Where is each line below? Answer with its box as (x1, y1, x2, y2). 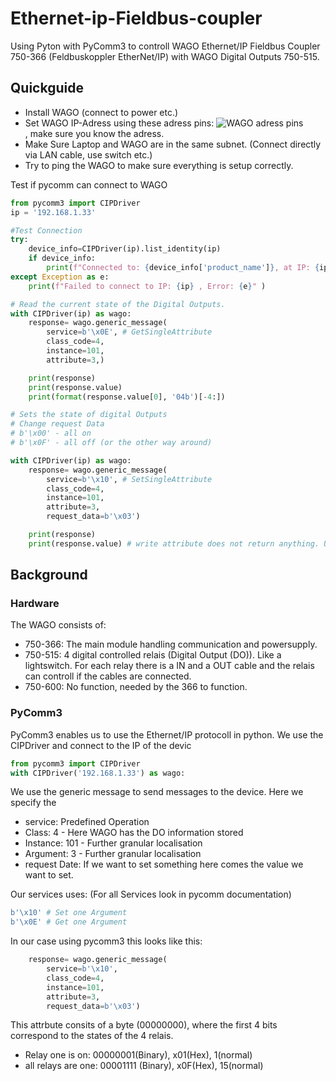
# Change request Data (10, 419, 105, 429)
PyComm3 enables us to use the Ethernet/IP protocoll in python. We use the (10, 728, 324, 741)
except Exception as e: (10, 272, 110, 282)
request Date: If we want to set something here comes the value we (24, 858, 304, 871)
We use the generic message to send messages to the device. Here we (10, 786, 304, 798)
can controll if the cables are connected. (24, 670, 192, 682)
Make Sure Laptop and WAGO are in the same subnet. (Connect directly (24, 138, 322, 150)
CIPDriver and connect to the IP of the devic (10, 739, 192, 751)
